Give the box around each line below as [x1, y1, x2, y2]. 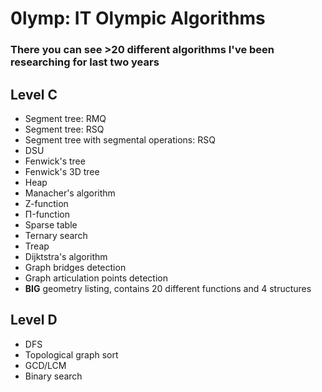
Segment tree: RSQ [24, 123, 105, 135]
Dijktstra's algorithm [24, 250, 108, 262]
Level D [10, 312, 58, 329]
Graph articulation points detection [24, 272, 168, 284]
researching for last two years [10, 55, 160, 69]
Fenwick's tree [24, 155, 86, 167]
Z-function [24, 197, 69, 209]
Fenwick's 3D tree [24, 165, 100, 177]
